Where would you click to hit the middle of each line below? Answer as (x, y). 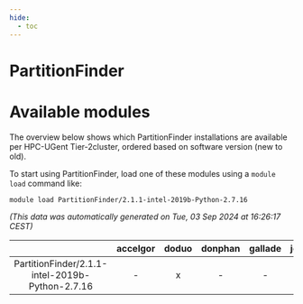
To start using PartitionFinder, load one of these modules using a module (143, 173)
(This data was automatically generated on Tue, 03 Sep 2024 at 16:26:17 (145, 216)
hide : (19, 18)
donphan (221, 248)
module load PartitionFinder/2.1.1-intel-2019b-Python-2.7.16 (129, 199)
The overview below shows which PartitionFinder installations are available (148, 137)
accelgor (136, 248)
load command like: (46, 183)
